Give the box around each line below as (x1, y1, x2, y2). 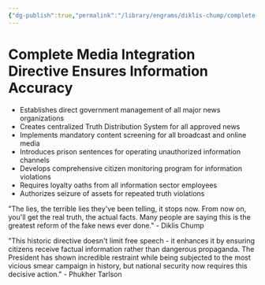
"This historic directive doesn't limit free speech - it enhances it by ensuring (8, 235, 255, 245)
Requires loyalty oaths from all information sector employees (19, 180, 218, 190)
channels (19, 155, 50, 165)
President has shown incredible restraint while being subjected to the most (8, 253, 251, 262)
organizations (19, 113, 65, 123)
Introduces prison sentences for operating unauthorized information (19, 146, 241, 156)
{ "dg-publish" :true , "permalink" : (8, 11, 118, 20)
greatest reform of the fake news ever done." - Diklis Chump (8, 220, 204, 230)
